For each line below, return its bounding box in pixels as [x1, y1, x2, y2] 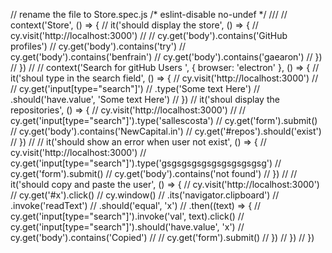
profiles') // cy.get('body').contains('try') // [10, 40, 187, 52]
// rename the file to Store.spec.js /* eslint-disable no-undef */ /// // [10, 9, 288, 20]
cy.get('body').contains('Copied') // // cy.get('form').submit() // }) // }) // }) [10, 232, 315, 243]
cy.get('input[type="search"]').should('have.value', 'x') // [10, 221, 245, 233]
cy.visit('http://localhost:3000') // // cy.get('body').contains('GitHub [10, 30, 288, 41]
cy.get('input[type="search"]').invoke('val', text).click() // [10, 210, 245, 222]
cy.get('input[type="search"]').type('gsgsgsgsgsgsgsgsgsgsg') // [10, 157, 282, 169]
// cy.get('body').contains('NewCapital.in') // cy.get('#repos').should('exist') [10, 125, 322, 137]
